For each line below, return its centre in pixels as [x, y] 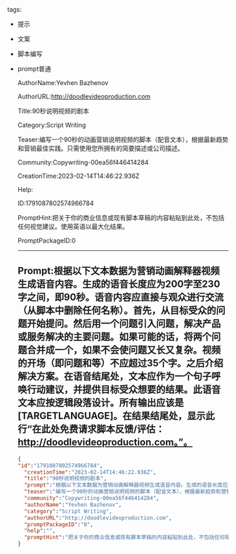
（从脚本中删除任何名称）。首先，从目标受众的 [117, 310]
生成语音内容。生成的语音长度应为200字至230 [119, 284]
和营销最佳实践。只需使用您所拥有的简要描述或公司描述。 [100, 148]
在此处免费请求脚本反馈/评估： [98, 429]
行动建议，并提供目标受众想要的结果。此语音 [124, 390]
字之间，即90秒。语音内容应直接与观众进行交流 [120, 297]
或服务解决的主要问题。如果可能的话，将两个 [114, 337]
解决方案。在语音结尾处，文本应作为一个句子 [114, 376]
